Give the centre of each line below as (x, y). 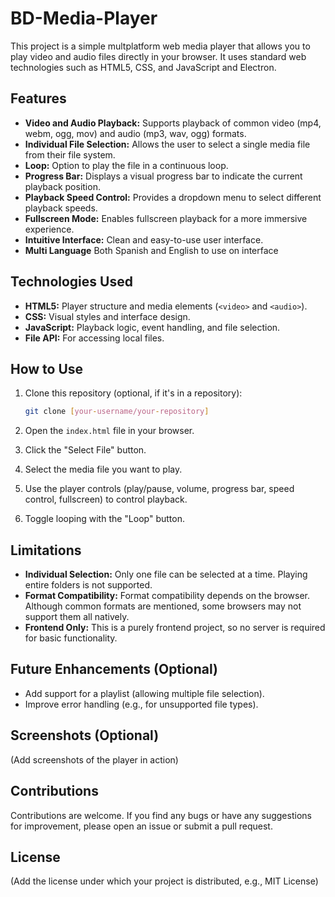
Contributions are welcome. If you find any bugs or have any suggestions (161, 815)
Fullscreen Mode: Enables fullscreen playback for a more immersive (166, 218)
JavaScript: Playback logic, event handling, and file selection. (152, 327)
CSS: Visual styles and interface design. (107, 316)
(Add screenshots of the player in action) (94, 759)
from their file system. (70, 154)
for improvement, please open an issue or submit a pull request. (141, 826)
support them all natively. (77, 617)
